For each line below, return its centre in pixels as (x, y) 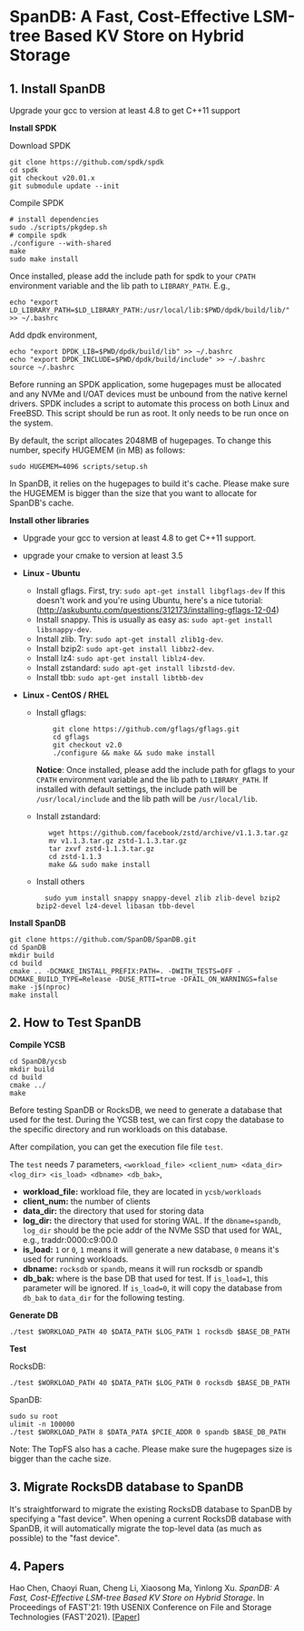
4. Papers (37, 1567)
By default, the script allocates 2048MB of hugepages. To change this (141, 440)
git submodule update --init (64, 186)
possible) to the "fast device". (65, 1538)
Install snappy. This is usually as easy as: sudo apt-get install (155, 620)
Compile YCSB (38, 1044)
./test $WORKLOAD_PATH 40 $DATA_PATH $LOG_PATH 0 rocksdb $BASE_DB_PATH (150, 1382)
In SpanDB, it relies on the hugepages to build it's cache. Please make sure (150, 483)
